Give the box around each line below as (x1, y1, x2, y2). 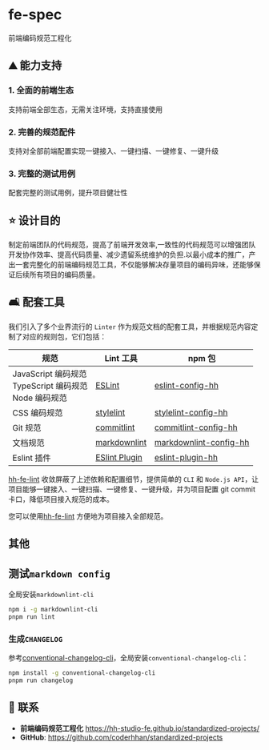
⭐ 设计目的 (8, 214, 61, 227)
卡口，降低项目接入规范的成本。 (8, 494, 114, 503)
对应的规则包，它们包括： (22, 331, 106, 341)
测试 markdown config (8, 567, 110, 580)
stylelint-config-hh (155, 407, 228, 418)
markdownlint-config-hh (155, 436, 250, 447)
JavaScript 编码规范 (12, 368, 87, 379)
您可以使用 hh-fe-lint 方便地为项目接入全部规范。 (8, 511, 168, 521)
